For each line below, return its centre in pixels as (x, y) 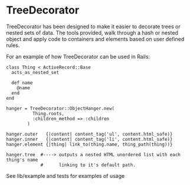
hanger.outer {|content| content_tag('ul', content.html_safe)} (89, 134)
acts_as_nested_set (35, 72)
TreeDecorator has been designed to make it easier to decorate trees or (94, 26)
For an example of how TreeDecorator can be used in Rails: (78, 56)
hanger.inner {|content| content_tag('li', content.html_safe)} (89, 139)
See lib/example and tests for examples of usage (65, 176)
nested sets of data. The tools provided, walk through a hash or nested (92, 32)
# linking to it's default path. (88, 165)
